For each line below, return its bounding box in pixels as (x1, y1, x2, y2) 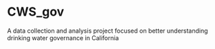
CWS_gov (7, 4, 65, 20)
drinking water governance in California (7, 33, 119, 42)
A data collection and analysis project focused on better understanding (7, 27, 208, 35)
